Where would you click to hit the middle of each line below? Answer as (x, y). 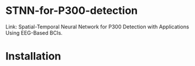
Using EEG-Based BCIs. (34, 32)
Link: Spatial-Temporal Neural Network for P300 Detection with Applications (97, 27)
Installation (33, 56)
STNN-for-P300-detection (72, 11)
